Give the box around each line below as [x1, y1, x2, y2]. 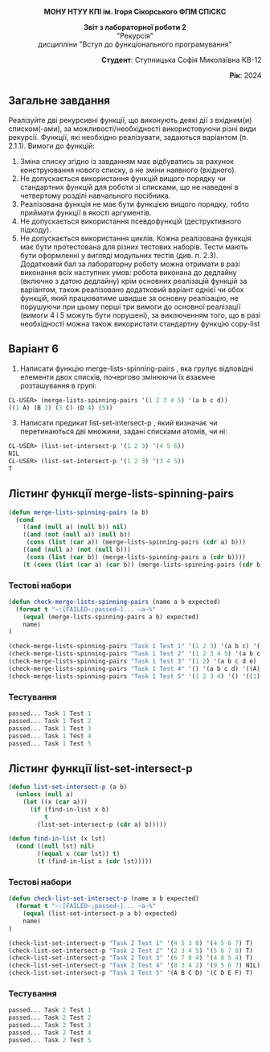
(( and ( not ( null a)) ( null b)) [22, 531, 131, 539]
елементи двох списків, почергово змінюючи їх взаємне [19, 372, 215, 381]
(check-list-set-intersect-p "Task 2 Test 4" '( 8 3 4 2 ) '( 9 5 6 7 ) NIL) [8, 961, 261, 970]
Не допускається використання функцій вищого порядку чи [19, 173, 227, 183]
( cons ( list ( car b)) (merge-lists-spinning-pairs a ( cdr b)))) [26, 553, 247, 561]
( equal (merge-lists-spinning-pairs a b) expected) [22, 613, 199, 621]
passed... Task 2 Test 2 [8, 1013, 92, 1022]
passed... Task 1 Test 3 [8, 724, 92, 733]
